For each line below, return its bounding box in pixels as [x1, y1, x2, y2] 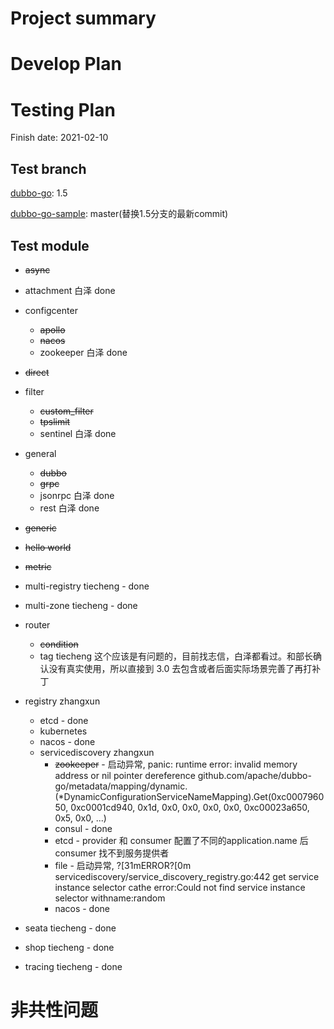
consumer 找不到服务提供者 [54, 847, 170, 859]
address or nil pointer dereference [54, 769, 196, 781]
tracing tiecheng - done [24, 960, 123, 972]
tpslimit [39, 415, 71, 427]
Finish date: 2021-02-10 [10, 132, 109, 144]
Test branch [10, 160, 87, 177]
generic [24, 522, 57, 534]
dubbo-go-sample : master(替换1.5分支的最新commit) [10, 208, 229, 220]
